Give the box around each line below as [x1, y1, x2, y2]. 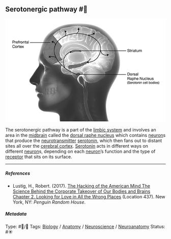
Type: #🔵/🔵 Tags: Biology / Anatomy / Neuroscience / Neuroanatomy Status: [5, 224, 165, 230]
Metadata [5, 211, 27, 217]
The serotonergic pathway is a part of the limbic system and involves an [5, 127, 156, 133]
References [5, 170, 31, 176]
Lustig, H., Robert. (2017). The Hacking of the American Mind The [12, 183, 150, 189]
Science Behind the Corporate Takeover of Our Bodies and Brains [12, 188, 151, 194]
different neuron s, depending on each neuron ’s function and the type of [5, 148, 156, 155]
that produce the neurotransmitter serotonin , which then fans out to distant [5, 138, 162, 144]
